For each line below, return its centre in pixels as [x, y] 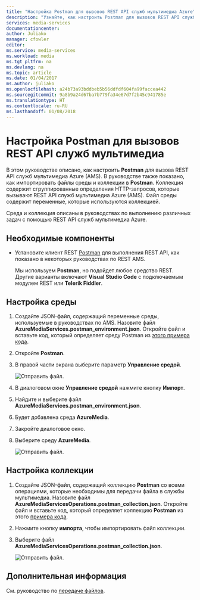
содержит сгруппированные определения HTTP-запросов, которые [93, 189]
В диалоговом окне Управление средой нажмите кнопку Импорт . [100, 387]
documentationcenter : [33, 28]
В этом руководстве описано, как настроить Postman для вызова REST [97, 170]
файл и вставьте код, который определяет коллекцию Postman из [99, 510]
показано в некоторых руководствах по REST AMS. [80, 259]
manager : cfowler [28, 39]
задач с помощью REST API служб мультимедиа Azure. [77, 220]
